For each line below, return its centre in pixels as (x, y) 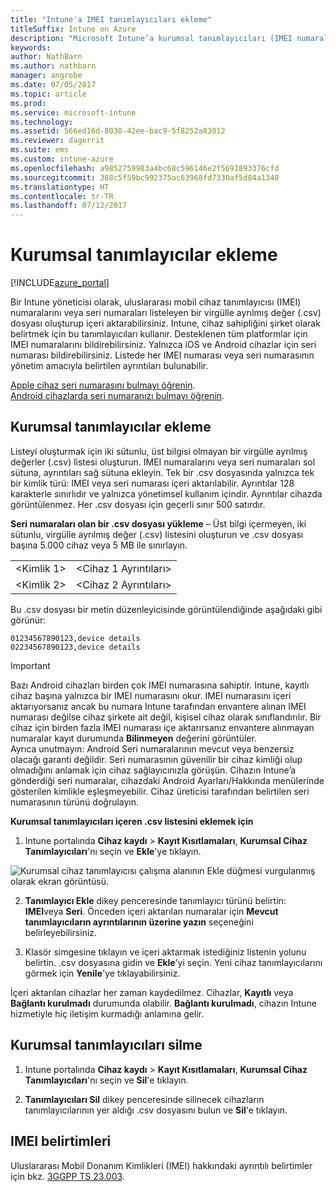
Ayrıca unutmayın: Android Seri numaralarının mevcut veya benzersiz (152, 748)
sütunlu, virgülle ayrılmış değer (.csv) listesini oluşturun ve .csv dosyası (157, 534)
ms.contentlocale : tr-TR (62, 196)
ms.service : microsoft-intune (73, 112)
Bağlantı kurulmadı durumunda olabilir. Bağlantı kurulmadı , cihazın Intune (163, 1003)
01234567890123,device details (75, 638)
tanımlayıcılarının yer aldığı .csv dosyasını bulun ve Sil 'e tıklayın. (156, 1110)
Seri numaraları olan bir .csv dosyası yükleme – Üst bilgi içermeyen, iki (158, 523)
